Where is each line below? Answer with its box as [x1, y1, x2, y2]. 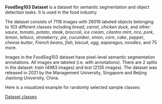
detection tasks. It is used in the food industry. [5, 9, 98, 15]
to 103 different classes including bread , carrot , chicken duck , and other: [5, 24, 151, 30]
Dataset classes [5, 94, 37, 100]
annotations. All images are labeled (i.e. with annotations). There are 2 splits [5, 60, 157, 65]
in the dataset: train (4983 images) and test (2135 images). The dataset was [5, 64, 157, 70]
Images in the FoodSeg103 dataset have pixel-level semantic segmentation [5, 54, 155, 60]
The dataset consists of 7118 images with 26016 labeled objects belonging [5, 19, 154, 24]
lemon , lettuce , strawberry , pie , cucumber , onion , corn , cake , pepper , [5, 34, 145, 40]
